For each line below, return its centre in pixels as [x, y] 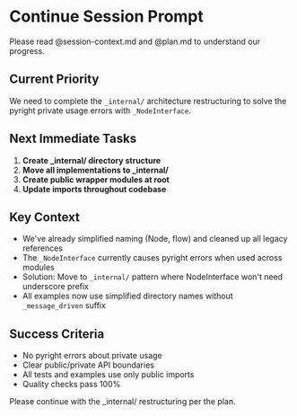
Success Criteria [57, 334]
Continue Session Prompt [107, 17]
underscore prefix [56, 287]
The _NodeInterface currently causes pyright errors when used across [152, 258]
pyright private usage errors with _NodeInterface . [100, 111]
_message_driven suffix [64, 305]
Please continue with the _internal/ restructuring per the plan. [122, 402]
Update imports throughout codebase [94, 189]
